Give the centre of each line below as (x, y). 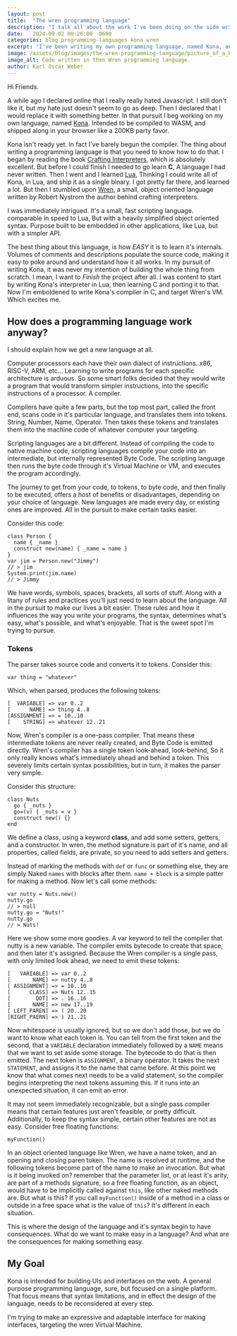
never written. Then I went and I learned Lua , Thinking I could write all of (113, 174)
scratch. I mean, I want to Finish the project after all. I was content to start (114, 277)
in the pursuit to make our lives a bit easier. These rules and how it (103, 608)
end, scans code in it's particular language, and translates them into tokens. (117, 415)
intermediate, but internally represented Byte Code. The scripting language (116, 459)
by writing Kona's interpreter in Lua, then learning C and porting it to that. (114, 284)
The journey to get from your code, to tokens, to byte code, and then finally (117, 487)
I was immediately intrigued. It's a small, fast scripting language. (101, 210)
